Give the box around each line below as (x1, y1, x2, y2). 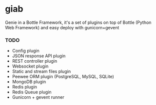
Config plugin (12, 48, 40, 54)
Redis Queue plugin (12, 89, 52, 95)
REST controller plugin (12, 58, 58, 64)
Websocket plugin (12, 63, 49, 69)
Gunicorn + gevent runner (12, 94, 65, 100)
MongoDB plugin (12, 79, 46, 85)
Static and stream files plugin (12, 69, 71, 74)
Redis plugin (12, 84, 38, 90)
